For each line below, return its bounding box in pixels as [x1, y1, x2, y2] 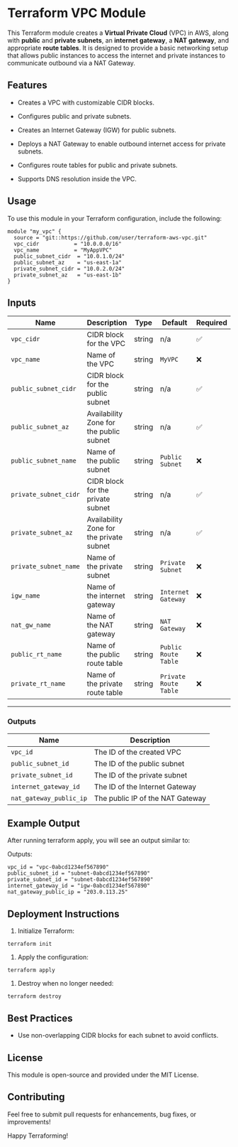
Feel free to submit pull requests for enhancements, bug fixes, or [7, 1110, 197, 1119]
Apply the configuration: [17, 953, 89, 962]
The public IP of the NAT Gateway [93, 793, 207, 803]
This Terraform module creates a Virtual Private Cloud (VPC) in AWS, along [7, 28, 229, 37]
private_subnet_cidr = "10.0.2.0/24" [13, 265, 125, 272]
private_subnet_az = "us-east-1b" [13, 271, 122, 279]
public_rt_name [11, 650, 62, 659]
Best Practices [7, 1012, 73, 1024]
